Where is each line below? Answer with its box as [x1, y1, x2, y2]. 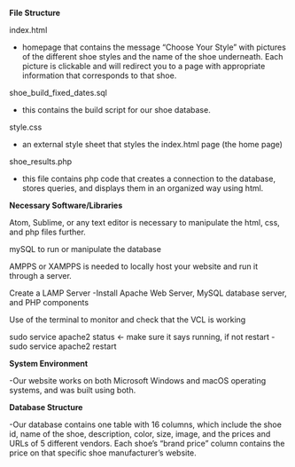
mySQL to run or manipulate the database [9, 244, 162, 254]
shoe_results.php [9, 156, 73, 167]
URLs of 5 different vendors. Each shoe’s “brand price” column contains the [9, 439, 285, 448]
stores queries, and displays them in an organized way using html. [21, 183, 264, 194]
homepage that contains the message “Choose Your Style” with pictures [21, 42, 286, 52]
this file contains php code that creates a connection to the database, [21, 173, 276, 184]
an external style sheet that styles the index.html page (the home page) [21, 139, 283, 149]
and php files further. [9, 226, 86, 237]
